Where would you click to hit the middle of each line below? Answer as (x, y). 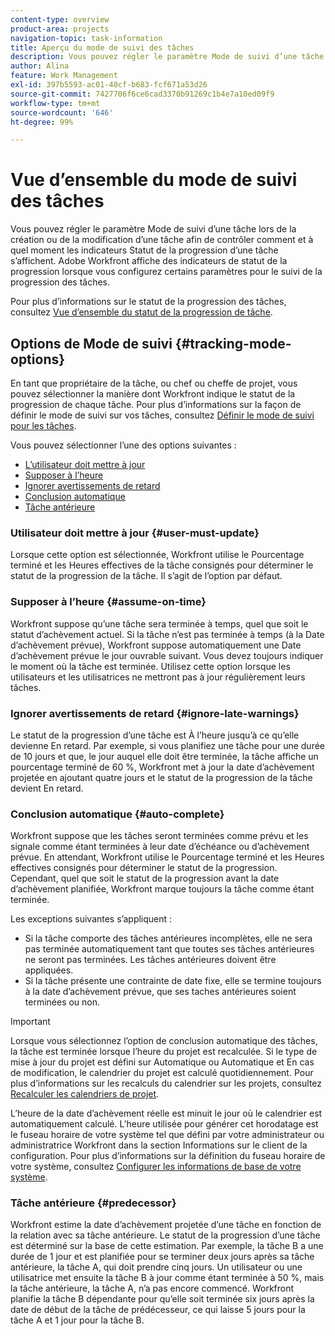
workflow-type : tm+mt (55, 103)
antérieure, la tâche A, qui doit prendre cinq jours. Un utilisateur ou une (156, 1267)
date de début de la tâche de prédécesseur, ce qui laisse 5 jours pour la (158, 1310)
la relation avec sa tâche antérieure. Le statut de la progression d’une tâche (165, 1235)
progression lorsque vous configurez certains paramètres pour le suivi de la (166, 272)
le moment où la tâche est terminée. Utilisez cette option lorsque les (150, 666)
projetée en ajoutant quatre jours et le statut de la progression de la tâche (161, 777)
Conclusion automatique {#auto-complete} (117, 814)
